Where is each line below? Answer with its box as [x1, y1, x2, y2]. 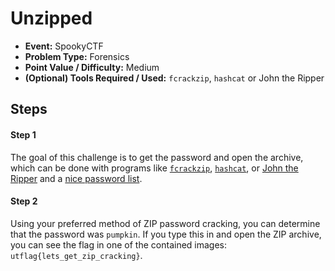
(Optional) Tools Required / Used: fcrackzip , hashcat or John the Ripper [24, 72, 325, 84]
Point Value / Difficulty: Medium [24, 61, 160, 73]
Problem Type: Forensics [24, 50, 130, 62]
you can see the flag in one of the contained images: [10, 238, 228, 251]
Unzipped [10, 7, 93, 30]
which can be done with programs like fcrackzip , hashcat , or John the [10, 162, 299, 174]
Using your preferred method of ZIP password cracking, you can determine [10, 217, 321, 229]
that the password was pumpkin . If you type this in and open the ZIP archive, [10, 228, 322, 240]
